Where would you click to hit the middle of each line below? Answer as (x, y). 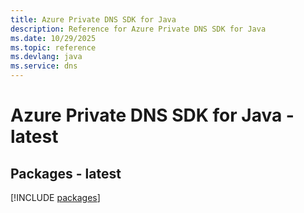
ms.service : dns (44, 66)
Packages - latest (66, 173)
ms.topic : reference (53, 47)
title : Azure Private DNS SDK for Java (93, 19)
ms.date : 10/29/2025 (53, 38)
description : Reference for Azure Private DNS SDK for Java (138, 29)
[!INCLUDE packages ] (55, 197)
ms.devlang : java (46, 57)
